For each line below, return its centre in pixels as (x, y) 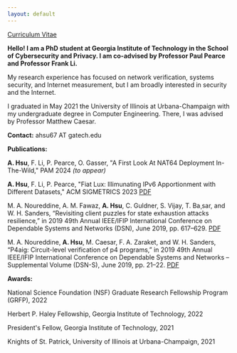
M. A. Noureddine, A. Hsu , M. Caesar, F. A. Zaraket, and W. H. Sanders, (112, 242)
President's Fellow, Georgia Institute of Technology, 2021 (91, 327)
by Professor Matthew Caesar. (52, 121)
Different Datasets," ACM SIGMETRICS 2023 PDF (79, 191)
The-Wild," (23, 170)
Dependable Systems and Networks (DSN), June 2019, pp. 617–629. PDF (114, 228)
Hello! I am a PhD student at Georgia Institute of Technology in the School (118, 48)
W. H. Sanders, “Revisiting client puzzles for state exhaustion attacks (108, 213)
